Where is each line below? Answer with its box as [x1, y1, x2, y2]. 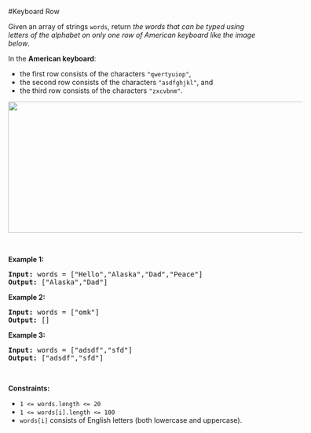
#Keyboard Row [8, 7, 60, 16]
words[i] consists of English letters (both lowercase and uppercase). [19, 416, 243, 424]
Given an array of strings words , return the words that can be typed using [8, 22, 245, 31]
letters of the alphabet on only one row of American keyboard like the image [8, 31, 256, 39]
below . [8, 39, 30, 48]
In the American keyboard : [8, 54, 97, 63]
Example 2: [8, 293, 46, 302]
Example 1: [8, 255, 45, 264]
